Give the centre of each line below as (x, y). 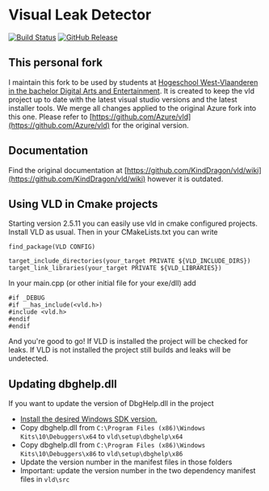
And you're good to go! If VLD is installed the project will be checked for (128, 341)
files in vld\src (45, 480)
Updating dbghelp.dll (63, 384)
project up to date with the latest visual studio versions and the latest (123, 99)
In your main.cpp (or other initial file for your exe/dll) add (102, 283)
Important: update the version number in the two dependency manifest (138, 471)
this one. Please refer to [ (50, 116)
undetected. (29, 358)
